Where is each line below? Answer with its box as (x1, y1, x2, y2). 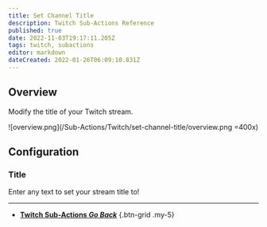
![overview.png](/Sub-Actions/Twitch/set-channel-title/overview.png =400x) (8, 122, 259, 131)
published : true (8, 26, 62, 34)
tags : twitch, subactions (8, 41, 94, 49)
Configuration (8, 145, 79, 159)
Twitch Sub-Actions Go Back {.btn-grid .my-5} (19, 210, 175, 220)
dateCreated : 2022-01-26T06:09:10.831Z (8, 57, 141, 65)
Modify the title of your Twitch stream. (8, 107, 133, 116)
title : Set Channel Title (8, 11, 94, 20)
